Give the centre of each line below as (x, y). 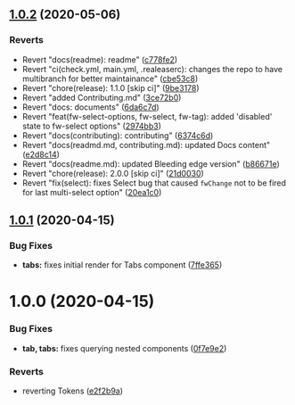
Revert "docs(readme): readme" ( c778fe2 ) (100, 59)
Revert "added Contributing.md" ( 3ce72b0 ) (102, 97)
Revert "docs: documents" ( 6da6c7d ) (90, 107)
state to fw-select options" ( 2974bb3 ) (92, 126)
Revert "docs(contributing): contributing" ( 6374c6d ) (118, 135)
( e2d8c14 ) (41, 154)
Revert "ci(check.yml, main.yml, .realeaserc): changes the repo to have (152, 69)
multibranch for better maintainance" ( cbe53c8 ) (110, 79)
